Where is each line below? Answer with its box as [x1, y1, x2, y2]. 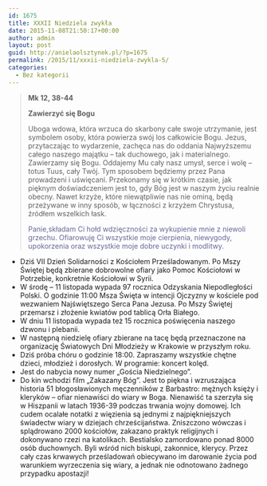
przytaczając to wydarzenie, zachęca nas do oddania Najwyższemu [27, 140, 252, 150]
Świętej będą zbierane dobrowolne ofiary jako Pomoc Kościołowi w [19, 265, 241, 275]
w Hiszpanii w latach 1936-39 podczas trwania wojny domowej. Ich [19, 401, 241, 410]
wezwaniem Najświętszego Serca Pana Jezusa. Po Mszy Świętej [19, 298, 233, 308]
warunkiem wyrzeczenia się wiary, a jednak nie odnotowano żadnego [19, 460, 249, 469]
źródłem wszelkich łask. [27, 208, 107, 218]
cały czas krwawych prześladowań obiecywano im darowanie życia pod [19, 452, 257, 461]
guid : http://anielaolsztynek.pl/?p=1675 [8, 49, 148, 57]
